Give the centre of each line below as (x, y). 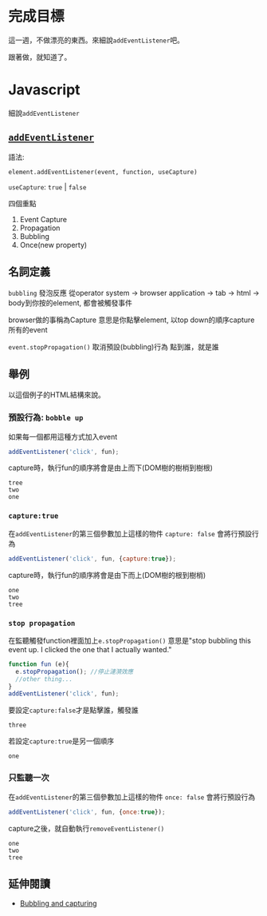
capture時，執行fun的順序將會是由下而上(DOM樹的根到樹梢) (107, 575)
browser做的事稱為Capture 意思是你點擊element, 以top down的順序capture (132, 320)
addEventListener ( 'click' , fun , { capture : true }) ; (92, 559)
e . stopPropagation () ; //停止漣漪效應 (75, 671)
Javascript (45, 90)
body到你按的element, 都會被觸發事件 (71, 303)
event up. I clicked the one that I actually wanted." (90, 649)
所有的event (28, 329)
